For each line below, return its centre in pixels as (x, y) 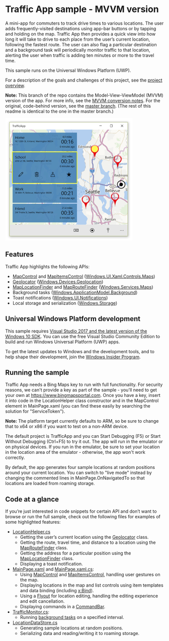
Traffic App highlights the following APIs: (47, 266)
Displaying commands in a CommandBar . (63, 607)
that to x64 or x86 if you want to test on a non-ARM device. (67, 427)
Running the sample (37, 373)
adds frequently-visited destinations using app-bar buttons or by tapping (81, 28)
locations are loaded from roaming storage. (50, 484)
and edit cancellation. (42, 601)
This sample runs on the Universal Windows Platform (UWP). (68, 70)
